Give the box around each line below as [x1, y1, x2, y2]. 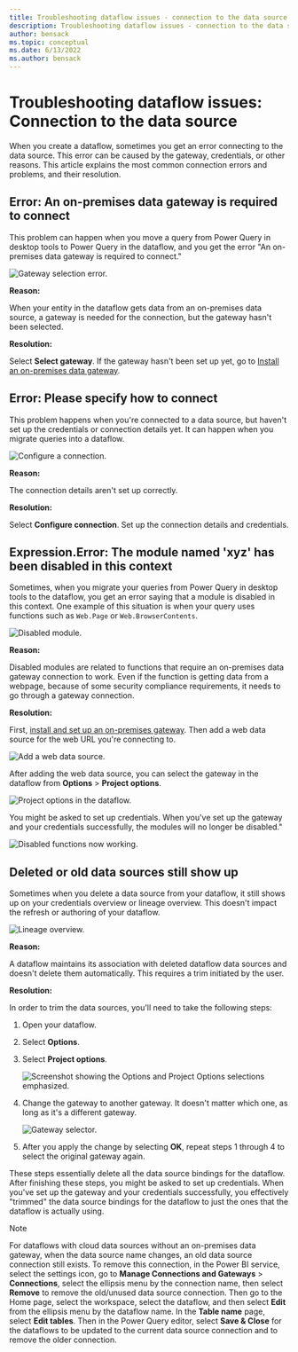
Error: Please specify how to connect [9, 391, 218, 406]
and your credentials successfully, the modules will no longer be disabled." [9, 821, 283, 832]
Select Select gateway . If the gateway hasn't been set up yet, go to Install [9, 356, 279, 366]
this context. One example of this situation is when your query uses [9, 601, 255, 612]
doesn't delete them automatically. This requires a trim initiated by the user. [9, 968, 285, 979]
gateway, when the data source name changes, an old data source [9, 1250, 253, 1261]
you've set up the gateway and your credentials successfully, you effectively [9, 1187, 289, 1198]
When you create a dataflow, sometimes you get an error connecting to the [9, 140, 284, 151]
